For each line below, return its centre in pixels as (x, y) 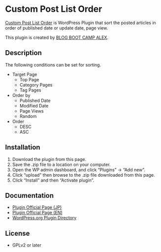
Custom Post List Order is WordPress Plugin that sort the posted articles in (80, 23)
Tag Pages (30, 90)
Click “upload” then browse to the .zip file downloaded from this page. (83, 175)
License (17, 233)
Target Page (25, 74)
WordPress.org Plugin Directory (44, 218)
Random (28, 116)
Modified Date (34, 106)
